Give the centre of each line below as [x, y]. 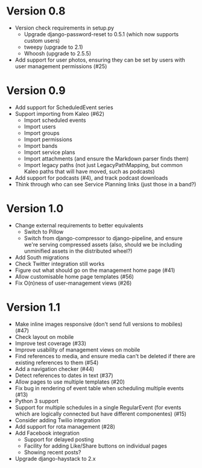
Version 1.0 [35, 209]
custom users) [42, 40]
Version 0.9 [36, 91]
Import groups [42, 133]
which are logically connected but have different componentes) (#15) [101, 414]
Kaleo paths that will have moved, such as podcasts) [89, 171]
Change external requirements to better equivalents [79, 225]
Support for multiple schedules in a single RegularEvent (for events [98, 407]
